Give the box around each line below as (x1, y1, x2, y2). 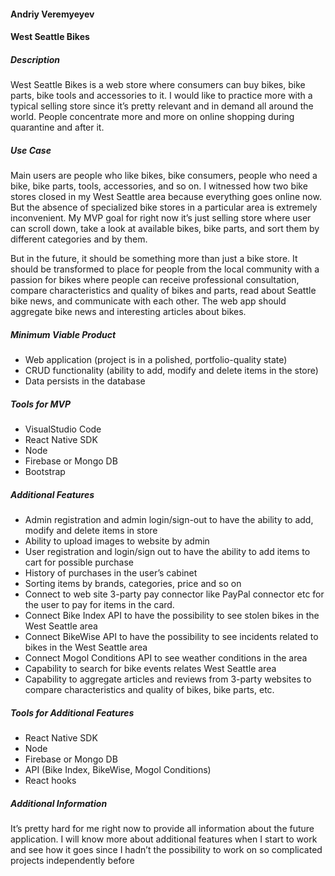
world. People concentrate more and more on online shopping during (10, 111, 295, 123)
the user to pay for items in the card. (24, 599, 175, 611)
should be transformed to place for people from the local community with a (10, 263, 320, 275)
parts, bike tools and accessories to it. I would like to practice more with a (10, 90, 313, 102)
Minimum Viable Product (10, 328, 117, 340)
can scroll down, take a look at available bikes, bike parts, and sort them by (10, 223, 320, 235)
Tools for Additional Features (10, 706, 135, 719)
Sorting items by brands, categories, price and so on (24, 578, 242, 590)
